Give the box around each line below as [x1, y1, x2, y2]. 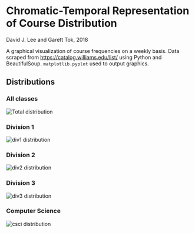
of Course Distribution [6, 16, 118, 30]
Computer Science [6, 207, 61, 215]
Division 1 [6, 122, 34, 131]
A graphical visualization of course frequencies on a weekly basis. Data [6, 47, 180, 54]
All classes [6, 95, 38, 103]
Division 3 [6, 179, 35, 187]
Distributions [6, 77, 55, 87]
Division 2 [6, 151, 35, 159]
